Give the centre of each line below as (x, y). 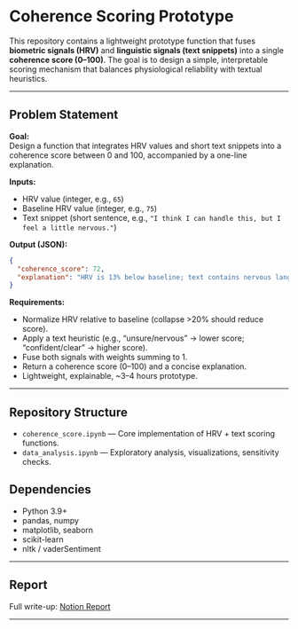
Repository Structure (69, 412)
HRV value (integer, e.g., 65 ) (73, 199)
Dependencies (50, 490)
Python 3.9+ (45, 511)
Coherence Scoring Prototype (122, 16)
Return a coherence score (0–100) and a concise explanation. (134, 366)
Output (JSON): (39, 244)
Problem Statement (64, 115)
